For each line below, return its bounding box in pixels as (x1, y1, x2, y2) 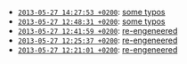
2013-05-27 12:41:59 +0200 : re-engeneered (17, 26, 178, 36)
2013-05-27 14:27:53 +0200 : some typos (17, 7, 166, 17)
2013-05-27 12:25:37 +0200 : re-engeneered (17, 35, 178, 45)
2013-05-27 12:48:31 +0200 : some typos (17, 16, 166, 27)
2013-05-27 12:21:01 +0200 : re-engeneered (17, 44, 178, 55)
